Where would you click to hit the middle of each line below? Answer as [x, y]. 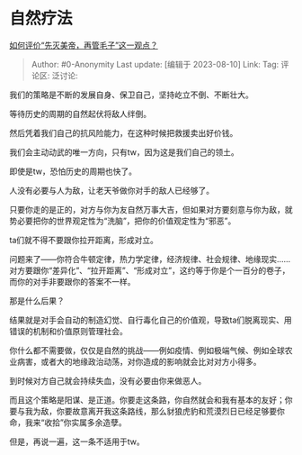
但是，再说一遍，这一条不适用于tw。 [77, 441]
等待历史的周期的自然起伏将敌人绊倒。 [80, 114]
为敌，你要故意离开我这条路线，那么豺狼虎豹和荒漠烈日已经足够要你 [159, 411]
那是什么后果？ [37, 300]
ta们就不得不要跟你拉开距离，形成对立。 [84, 240]
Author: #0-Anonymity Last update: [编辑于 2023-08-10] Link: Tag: [155, 64]
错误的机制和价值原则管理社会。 [68, 331]
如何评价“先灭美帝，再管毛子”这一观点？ [84, 45]
